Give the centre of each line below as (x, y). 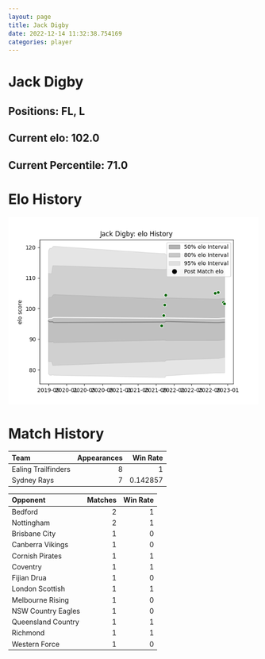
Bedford (25, 511)
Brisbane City (34, 534)
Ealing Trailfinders (41, 469)
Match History (56, 433)
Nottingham (31, 523)
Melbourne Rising (40, 600)
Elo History (45, 199)
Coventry (27, 566)
